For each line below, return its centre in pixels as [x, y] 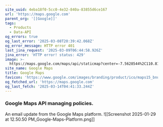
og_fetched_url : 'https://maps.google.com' [50, 82]
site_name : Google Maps [29, 69]
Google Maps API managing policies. [49, 104]
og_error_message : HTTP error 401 [40, 46]
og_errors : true [21, 37]
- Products [20, 28]
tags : [10, 23]
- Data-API [20, 32]
